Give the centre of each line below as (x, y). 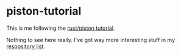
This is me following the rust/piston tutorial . (61, 28)
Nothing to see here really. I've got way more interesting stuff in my (91, 40)
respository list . (26, 46)
